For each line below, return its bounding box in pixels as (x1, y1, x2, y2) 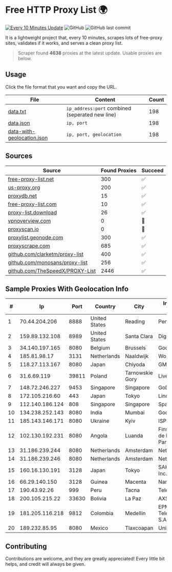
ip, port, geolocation (66, 131, 122, 137)
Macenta (125, 478, 146, 485)
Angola (90, 432, 107, 439)
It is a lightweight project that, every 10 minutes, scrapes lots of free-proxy (5, 34, 163, 41)
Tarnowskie (125, 369, 153, 377)
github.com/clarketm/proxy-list (8, 250, 83, 258)
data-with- (8, 128, 36, 135)
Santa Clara (125, 333, 154, 340)
